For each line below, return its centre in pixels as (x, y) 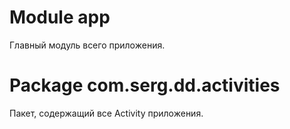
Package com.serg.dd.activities (145, 85)
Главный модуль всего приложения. (87, 45)
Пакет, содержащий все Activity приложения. (106, 113)
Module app (60, 17)
